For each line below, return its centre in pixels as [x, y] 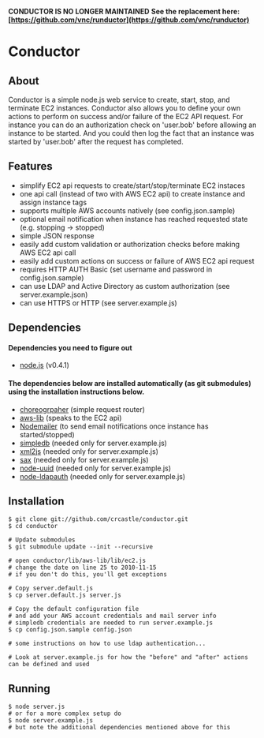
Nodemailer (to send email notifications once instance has [114, 426]
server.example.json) [54, 294]
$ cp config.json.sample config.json [70, 630]
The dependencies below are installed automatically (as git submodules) [130, 383]
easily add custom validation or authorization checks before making [130, 244]
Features [30, 166]
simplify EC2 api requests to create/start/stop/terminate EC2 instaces [132, 185]
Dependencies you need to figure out [70, 347]
